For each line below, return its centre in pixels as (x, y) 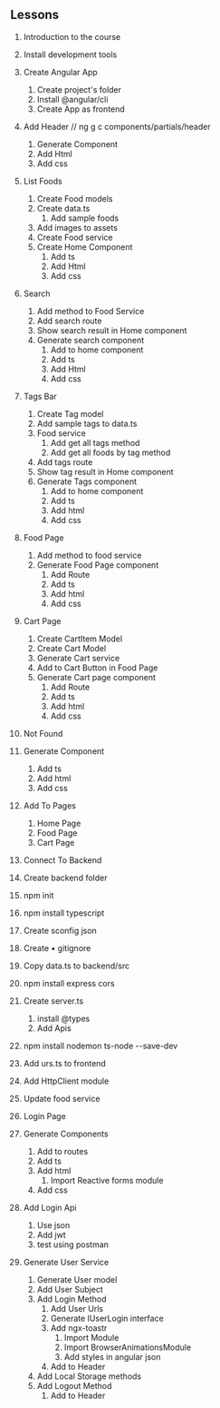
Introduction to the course (72, 36)
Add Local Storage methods (89, 1376)
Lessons (35, 15)
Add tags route (65, 461)
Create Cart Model (72, 648)
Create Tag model (70, 413)
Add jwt (51, 1234)
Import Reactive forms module (107, 1180)
